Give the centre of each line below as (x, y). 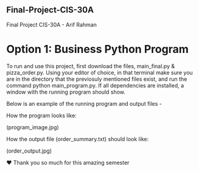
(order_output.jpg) (29, 151)
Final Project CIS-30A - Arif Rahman (52, 24)
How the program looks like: (42, 115)
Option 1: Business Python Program (97, 49)
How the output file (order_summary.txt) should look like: (78, 139)
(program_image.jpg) (33, 127)
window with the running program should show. (66, 92)
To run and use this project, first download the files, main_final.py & (91, 66)
